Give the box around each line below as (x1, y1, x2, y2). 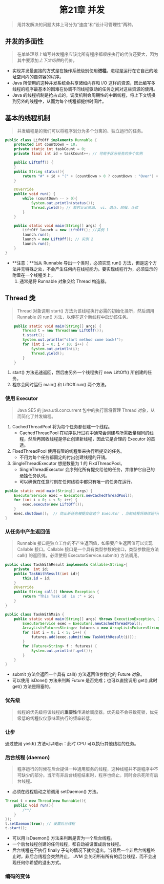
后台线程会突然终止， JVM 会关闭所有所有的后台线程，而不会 (29, 854, 152, 860)
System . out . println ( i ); (31, 346, 80, 351)
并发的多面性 (5, 37, 44, 45)
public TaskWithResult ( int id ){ (14, 571, 80, 576)
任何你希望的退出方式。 (16, 860, 64, 865)
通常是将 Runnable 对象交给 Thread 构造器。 (19, 278, 109, 284)
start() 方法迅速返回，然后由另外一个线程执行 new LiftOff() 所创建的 (12, 370, 148, 376)
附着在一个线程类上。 (12, 272, 55, 278)
